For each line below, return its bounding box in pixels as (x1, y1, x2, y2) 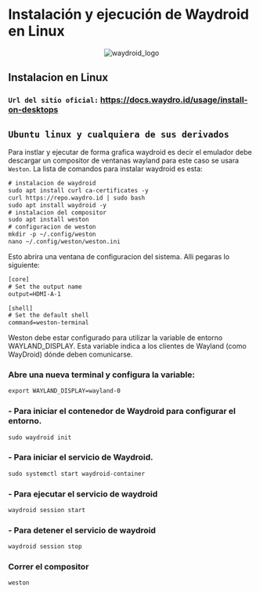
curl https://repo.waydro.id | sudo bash (8, 194, 146, 202)
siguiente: (8, 260, 41, 269)
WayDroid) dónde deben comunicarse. (8, 350, 133, 359)
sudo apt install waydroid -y (8, 201, 107, 209)
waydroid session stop (8, 543, 82, 551)
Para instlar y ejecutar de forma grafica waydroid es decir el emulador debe (8, 148, 252, 157)
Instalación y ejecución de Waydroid (8, 5, 249, 24)
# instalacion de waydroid (8, 179, 96, 188)
